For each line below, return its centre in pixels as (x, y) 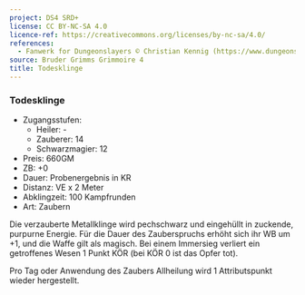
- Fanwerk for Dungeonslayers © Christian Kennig (113, 52)
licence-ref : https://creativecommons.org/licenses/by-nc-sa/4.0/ (138, 34)
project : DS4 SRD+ (44, 18)
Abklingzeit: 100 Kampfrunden (79, 197)
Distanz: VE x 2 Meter (63, 188)
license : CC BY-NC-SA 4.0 (58, 26)
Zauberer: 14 (60, 139)
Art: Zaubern (46, 207)
